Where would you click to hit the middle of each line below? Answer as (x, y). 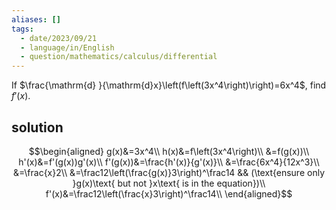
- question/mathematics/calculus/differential (119, 57)
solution (37, 127)
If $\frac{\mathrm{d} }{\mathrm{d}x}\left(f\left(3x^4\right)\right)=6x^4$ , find (169, 85)
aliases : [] (36, 19)
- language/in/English (67, 47)
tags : (22, 29)
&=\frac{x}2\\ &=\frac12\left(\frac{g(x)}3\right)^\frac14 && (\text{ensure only (169, 172)
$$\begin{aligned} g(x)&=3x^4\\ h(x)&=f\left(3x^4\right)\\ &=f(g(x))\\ (169, 151)
